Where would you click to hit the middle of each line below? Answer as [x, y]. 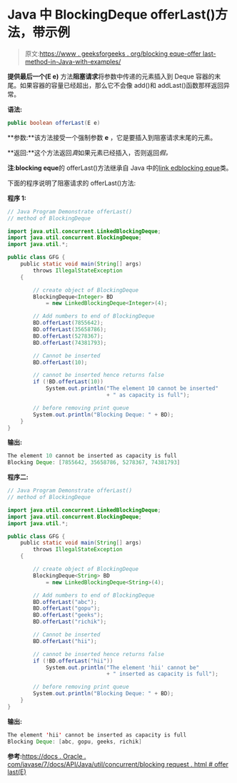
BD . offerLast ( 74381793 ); [70, 343]
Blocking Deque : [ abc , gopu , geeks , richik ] [75, 742]
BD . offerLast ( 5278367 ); [68, 336]
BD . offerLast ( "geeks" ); [68, 615]
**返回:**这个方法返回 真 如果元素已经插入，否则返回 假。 [90, 152]
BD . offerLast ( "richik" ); [70, 622]
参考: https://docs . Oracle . [47, 756]
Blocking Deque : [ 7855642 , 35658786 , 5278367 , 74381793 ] [94, 463]
